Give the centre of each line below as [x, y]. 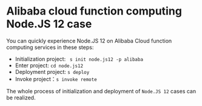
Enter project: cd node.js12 [49, 65]
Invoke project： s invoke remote [56, 79]
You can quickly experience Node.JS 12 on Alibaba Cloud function [89, 41]
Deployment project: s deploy [52, 71]
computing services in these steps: [50, 47]
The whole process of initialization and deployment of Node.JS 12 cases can [101, 91]
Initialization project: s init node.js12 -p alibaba [79, 59]
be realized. [21, 98]
